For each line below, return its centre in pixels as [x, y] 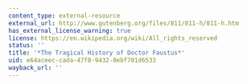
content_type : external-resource [64, 16]
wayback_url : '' [35, 68]
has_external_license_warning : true [70, 30]
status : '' [27, 46]
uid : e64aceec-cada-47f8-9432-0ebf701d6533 [82, 61]
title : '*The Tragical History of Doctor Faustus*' [97, 53]
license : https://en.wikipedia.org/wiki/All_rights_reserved [113, 38]
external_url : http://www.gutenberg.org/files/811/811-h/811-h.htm [124, 23]
